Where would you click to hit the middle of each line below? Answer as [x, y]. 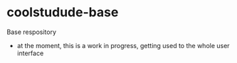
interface [30, 53]
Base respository [32, 32]
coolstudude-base [63, 12]
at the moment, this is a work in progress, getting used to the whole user [123, 45]
